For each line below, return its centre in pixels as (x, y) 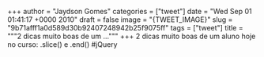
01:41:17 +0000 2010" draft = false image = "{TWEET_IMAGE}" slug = (120, 20)
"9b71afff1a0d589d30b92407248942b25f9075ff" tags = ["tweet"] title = (125, 28)
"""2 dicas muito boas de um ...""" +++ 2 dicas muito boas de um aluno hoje (132, 36)
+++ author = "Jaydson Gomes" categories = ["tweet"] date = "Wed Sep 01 (130, 11)
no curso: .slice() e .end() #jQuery (62, 45)
